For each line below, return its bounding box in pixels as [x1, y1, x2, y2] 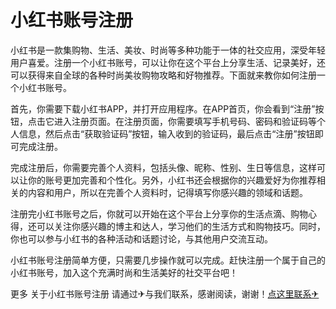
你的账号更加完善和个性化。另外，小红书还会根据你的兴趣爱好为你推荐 [27, 174, 317, 186]
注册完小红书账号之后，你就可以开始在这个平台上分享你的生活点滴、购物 [10, 207, 308, 220]
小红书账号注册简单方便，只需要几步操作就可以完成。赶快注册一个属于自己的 [10, 254, 326, 266]
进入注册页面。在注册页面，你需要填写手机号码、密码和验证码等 [53, 115, 317, 127]
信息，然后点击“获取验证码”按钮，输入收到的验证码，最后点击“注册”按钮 [18, 127, 315, 140]
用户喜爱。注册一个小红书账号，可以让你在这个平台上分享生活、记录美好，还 [10, 56, 326, 68]
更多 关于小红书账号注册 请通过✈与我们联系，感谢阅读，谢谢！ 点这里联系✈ [10, 287, 320, 300]
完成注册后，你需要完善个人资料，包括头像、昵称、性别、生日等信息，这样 [10, 161, 317, 173]
